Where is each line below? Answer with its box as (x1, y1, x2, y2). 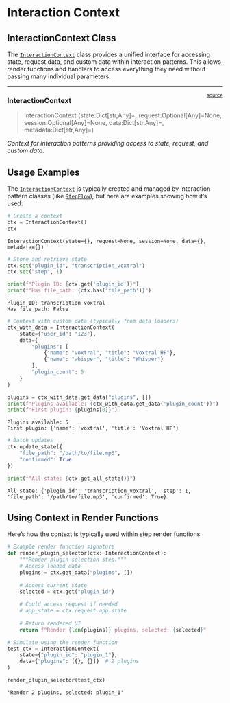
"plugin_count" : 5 (31, 369, 84, 376)
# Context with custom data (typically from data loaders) (7, 318, 179, 325)
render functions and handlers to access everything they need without (7, 65, 206, 73)
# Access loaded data (19, 563, 81, 570)
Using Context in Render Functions (7, 512, 159, 523)
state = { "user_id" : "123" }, (19, 330, 97, 337)
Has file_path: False (7, 306, 69, 313)
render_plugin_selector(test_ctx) (7, 677, 106, 684)
